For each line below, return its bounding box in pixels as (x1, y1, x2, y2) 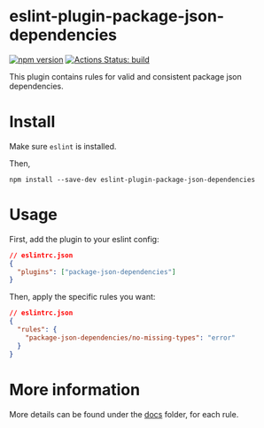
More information (9, 379, 140, 400)
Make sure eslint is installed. (9, 141, 117, 151)
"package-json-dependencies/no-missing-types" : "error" (25, 333, 237, 342)
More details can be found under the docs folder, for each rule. (9, 409, 239, 419)
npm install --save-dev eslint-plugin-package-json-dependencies (9, 175, 255, 184)
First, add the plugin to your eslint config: (9, 233, 159, 244)
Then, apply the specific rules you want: (9, 292, 156, 302)
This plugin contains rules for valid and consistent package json (9, 71, 242, 81)
